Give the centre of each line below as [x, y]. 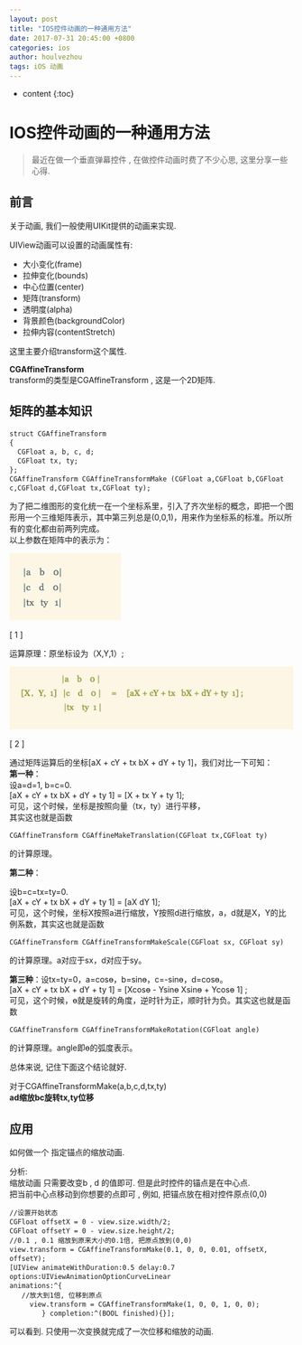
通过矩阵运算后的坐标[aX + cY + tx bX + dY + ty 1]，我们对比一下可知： [141, 763]
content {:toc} [48, 94]
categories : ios [40, 48]
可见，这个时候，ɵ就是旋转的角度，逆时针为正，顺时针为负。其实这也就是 [146, 1001]
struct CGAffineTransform [58, 434]
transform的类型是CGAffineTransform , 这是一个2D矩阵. [113, 380]
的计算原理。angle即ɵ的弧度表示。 [73, 1048]
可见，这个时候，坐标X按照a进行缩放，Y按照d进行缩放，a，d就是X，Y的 [144, 913]
